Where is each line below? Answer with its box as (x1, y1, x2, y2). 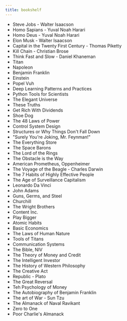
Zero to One (12, 305, 38, 311)
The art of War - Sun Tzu (12, 295, 65, 301)
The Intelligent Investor (12, 257, 60, 263)
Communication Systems (12, 241, 65, 247)
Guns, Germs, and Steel (12, 193, 62, 199)
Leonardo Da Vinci (12, 182, 51, 188)
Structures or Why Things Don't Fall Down (12, 128, 100, 134)
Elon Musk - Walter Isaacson (12, 37, 72, 43)
